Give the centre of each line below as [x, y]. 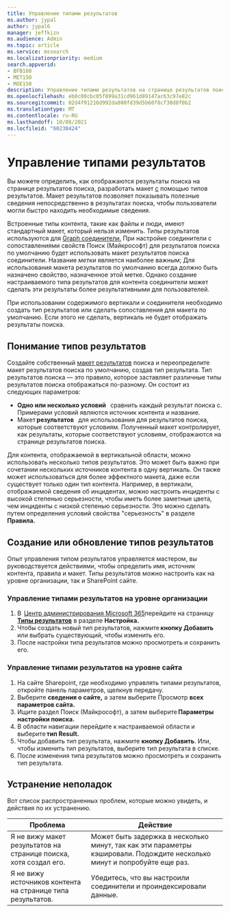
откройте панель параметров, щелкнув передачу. [90, 690]
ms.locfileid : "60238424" [44, 128]
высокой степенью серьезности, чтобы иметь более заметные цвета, [110, 499]
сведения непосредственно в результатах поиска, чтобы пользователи [112, 203]
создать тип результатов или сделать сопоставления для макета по [107, 310]
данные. [104, 895]
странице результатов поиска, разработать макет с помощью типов [107, 189]
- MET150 [20, 77]
